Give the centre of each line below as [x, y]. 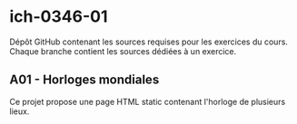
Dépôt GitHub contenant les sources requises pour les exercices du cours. [149, 42]
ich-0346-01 [59, 17]
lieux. [20, 111]
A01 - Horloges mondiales [84, 80]
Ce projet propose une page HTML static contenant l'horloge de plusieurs [148, 101]
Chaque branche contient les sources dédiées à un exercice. [123, 51]
